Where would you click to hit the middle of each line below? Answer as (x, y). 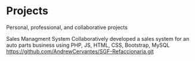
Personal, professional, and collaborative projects (67, 27)
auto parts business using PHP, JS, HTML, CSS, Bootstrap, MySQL (88, 45)
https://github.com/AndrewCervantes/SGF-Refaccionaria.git (80, 51)
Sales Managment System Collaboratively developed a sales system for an (98, 38)
